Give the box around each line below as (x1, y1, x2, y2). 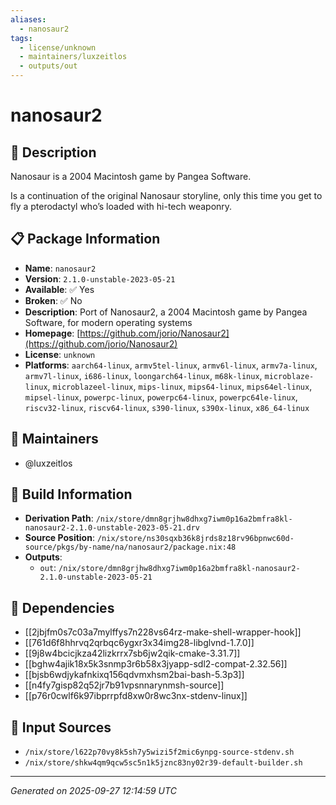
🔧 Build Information (10, 486, 133, 503)
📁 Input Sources (10, 719, 112, 736)
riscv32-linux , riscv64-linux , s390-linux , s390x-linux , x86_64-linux (24, 401, 310, 413)
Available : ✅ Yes (24, 283, 95, 295)
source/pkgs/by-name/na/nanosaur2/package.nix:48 (24, 542, 237, 553)
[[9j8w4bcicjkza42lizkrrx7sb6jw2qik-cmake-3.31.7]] (24, 647, 241, 660)
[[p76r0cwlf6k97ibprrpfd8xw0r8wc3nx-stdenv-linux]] (24, 690, 248, 702)
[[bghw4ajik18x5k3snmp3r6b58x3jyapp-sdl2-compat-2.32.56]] (24, 658, 288, 670)
